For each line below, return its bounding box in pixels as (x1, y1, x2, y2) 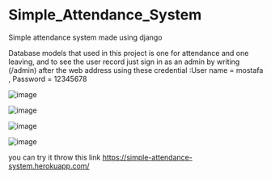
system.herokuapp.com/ (8, 160, 91, 171)
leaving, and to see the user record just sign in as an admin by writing (8, 57, 240, 66)
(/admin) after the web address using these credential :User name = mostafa (8, 65, 264, 75)
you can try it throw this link (8, 152, 101, 162)
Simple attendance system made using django (8, 32, 163, 42)
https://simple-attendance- (102, 152, 193, 162)
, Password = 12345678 (8, 74, 87, 83)
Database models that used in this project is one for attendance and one (8, 48, 249, 58)
